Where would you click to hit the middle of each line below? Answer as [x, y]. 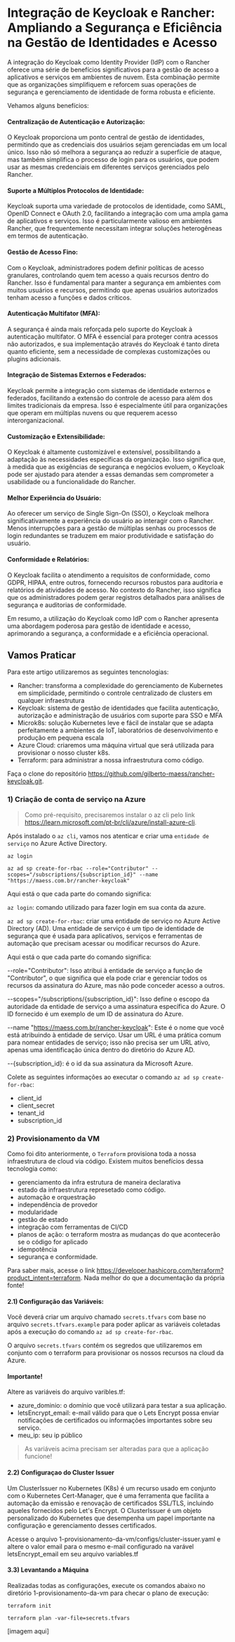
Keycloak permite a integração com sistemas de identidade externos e [109, 390]
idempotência [37, 1249]
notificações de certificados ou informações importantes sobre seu [115, 1420]
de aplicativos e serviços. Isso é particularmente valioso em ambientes [110, 221]
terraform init [29, 1606]
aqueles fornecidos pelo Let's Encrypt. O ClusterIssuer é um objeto [105, 1510]
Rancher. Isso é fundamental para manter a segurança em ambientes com [114, 283]
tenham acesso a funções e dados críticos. [69, 297]
